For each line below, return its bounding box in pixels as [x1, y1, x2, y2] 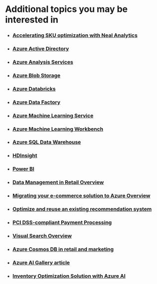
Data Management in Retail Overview [12, 179, 104, 186]
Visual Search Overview [12, 232, 72, 239]
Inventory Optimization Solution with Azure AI [12, 273, 126, 280]
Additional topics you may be [5, 3, 128, 15]
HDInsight [12, 152, 37, 159]
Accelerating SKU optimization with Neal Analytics [12, 32, 138, 39]
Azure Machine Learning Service [12, 112, 93, 119]
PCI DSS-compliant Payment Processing [12, 219, 112, 226]
